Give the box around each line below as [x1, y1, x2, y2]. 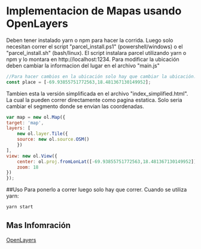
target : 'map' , [6, 119, 44, 126]
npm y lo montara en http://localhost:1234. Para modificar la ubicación [6, 56, 179, 63]
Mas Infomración [6, 220, 71, 230]
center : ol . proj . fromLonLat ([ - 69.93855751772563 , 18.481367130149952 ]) [17, 158, 197, 165]
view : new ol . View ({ [6, 153, 58, 159]
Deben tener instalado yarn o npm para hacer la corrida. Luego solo [6, 36, 173, 44]
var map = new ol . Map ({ [6, 114, 66, 120]
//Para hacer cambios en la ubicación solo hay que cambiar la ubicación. [6, 73, 197, 79]
